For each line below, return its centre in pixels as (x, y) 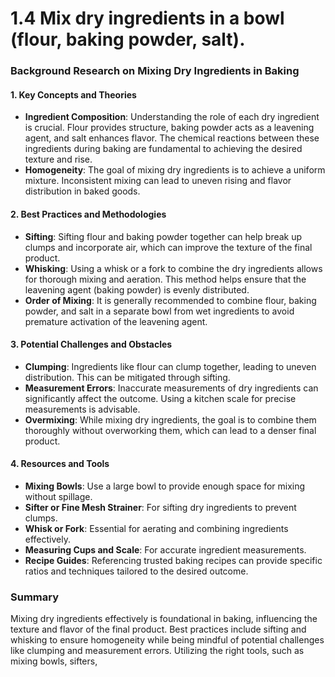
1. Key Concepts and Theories (73, 94)
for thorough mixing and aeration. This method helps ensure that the (165, 279)
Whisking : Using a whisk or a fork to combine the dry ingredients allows (173, 268)
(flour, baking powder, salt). (128, 39)
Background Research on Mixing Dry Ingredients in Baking (155, 71)
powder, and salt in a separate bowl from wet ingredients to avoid (159, 311)
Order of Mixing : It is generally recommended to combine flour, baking (170, 300)
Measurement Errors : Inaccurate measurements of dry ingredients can (171, 388)
